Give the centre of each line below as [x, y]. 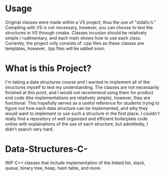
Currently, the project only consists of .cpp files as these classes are [75, 43]
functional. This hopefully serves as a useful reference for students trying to [82, 103]
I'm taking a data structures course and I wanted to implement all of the [78, 82]
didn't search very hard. [30, 129]
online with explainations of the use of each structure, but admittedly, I [77, 124]
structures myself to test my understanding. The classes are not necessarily [82, 87]
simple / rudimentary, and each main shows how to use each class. [73, 38]
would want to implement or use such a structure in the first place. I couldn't [82, 113]
